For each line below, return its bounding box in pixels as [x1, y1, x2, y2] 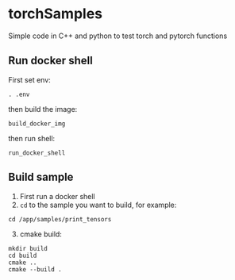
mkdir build [8, 244, 48, 252]
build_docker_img [8, 120, 66, 128]
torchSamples [8, 5, 103, 23]
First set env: [8, 75, 52, 84]
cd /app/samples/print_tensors [8, 215, 112, 223]
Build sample [8, 171, 74, 184]
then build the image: [8, 104, 78, 113]
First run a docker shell [19, 191, 95, 201]
